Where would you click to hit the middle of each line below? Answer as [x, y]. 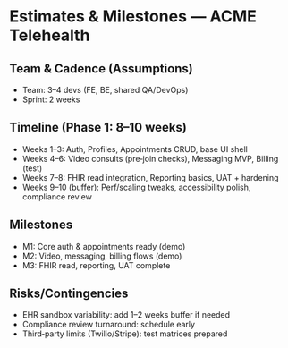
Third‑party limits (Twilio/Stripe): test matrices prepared [125, 334]
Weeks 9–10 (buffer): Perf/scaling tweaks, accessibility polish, [136, 187]
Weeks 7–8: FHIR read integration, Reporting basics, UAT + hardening [150, 177]
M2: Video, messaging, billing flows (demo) [102, 256]
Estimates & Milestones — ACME [133, 17]
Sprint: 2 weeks [51, 99]
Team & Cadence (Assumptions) [102, 68]
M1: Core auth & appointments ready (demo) [104, 246]
